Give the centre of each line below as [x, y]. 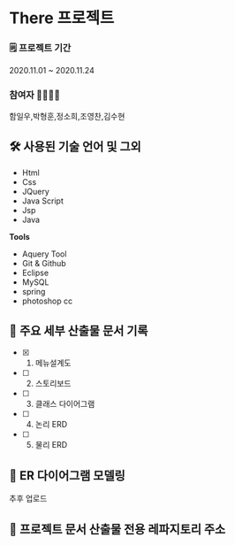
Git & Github [44, 263]
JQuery [36, 191]
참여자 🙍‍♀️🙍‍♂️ [34, 96]
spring [34, 291]
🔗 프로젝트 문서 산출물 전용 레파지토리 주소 [117, 529]
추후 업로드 [28, 499]
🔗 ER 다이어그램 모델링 [67, 476]
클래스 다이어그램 [65, 404]
